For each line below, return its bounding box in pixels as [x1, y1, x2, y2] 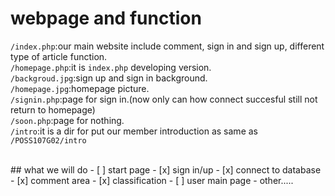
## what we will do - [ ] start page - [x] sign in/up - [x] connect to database [10, 163, 322, 176]
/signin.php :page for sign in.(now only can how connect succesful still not [10, 93, 318, 105]
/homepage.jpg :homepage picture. [10, 82, 150, 94]
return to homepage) [10, 103, 96, 116]
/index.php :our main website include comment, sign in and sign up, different [10, 40, 325, 52]
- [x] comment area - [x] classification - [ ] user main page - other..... [10, 174, 294, 186]
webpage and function [10, 7, 202, 30]
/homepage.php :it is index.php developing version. [10, 61, 212, 73]
